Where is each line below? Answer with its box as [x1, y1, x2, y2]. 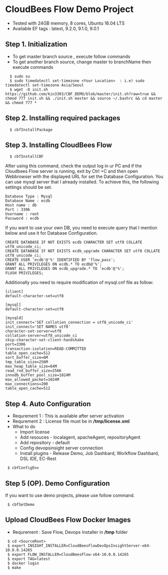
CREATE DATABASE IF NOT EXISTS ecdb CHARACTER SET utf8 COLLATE [5, 240, 142, 245]
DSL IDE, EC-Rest [20, 456, 57, 462]
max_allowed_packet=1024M [5, 377, 59, 382]
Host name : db [5, 203, 37, 208]
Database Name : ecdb [5, 199, 51, 204]
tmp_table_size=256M [5, 359, 49, 365]
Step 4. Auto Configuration [5, 400, 91, 408]
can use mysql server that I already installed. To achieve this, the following [5, 179, 159, 185]
